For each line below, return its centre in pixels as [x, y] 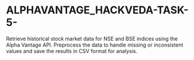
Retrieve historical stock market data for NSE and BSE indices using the [92, 38]
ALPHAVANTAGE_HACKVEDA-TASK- [97, 10]
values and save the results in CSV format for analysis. [72, 51]
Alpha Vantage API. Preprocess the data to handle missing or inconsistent [95, 45]
